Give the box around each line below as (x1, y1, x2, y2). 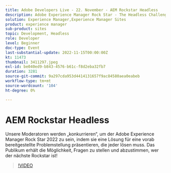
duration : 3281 (5, 69, 38, 74)
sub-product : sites (5, 26, 47, 32)
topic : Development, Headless (5, 31, 70, 36)
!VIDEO (17, 162, 33, 168)
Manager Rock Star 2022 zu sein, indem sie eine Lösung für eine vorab (5, 136, 155, 142)
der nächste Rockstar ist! (5, 153, 58, 159)
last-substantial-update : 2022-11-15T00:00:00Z (5, 50, 108, 55)
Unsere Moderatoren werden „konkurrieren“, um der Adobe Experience (5, 131, 154, 137)
